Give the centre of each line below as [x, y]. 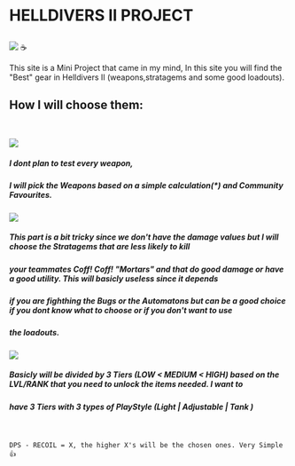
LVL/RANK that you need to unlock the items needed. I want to [126, 384]
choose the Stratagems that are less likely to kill [100, 247]
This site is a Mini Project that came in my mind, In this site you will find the [146, 67]
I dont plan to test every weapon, [71, 163]
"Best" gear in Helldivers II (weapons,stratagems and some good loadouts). [147, 77]
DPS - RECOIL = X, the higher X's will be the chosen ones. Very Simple [146, 446]
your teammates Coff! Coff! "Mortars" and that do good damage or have [147, 269]
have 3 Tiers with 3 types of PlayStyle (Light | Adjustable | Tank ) [132, 407]
